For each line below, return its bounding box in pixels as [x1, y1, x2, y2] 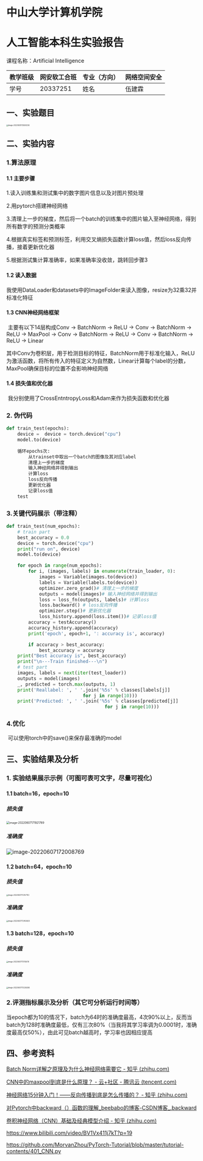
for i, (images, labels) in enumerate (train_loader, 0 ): [28, 568, 176, 575]
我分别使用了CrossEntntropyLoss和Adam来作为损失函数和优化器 [7, 394, 169, 402]
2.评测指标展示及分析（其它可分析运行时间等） [6, 998, 144, 1007]
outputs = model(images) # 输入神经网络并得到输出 [38, 591, 157, 597]
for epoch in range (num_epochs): [17, 563, 102, 569]
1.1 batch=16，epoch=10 [6, 790, 69, 797]
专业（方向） [82, 73, 120, 82]
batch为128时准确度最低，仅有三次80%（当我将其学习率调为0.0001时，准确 [6, 1021, 197, 1028]
